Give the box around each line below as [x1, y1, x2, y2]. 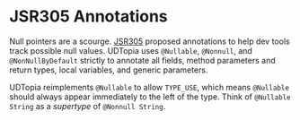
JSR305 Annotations [9, 6, 168, 27]
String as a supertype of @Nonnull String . [9, 100, 166, 111]
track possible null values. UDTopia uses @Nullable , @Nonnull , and [9, 45, 253, 56]
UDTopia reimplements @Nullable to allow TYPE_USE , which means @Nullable [9, 81, 290, 92]
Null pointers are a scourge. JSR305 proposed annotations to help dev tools [9, 36, 290, 47]
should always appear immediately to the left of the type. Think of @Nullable [9, 91, 291, 102]
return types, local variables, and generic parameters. [9, 64, 208, 75]
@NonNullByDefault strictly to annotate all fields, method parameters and [9, 55, 276, 65]
